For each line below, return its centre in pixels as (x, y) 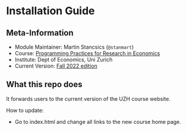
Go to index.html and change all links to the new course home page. (98, 122)
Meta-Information (40, 33)
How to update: (25, 110)
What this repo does (44, 84)
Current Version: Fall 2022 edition (56, 66)
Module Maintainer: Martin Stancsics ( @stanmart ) (74, 47)
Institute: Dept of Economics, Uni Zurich (64, 60)
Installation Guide (50, 11)
